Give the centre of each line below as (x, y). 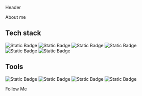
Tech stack (23, 33)
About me (16, 17)
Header (13, 7)
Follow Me (16, 89)
